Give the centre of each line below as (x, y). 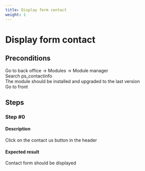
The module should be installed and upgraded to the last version (73, 81)
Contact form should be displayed (41, 163)
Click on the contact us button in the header (51, 140)
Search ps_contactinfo (29, 76)
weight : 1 (16, 15)
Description (18, 129)
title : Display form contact (36, 10)
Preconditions (28, 58)
